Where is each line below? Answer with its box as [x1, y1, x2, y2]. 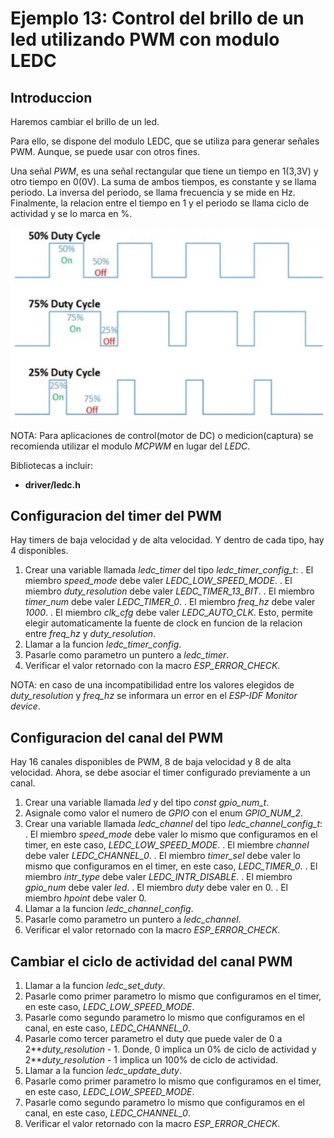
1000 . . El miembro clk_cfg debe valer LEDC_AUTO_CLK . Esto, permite [24, 607, 313, 619]
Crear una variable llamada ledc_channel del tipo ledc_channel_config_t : [24, 818, 323, 830]
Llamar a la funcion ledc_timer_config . [24, 638, 182, 651]
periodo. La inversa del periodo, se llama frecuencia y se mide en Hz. [10, 187, 296, 198]
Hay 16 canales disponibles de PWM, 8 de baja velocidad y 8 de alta [10, 756, 292, 768]
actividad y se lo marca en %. [10, 208, 133, 219]
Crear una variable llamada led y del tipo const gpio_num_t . [24, 797, 270, 809]
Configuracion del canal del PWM [10, 729, 223, 746]
